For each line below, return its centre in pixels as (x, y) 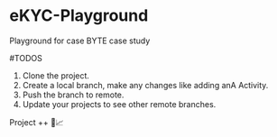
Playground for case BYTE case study (80, 41)
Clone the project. (56, 75)
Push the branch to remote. (73, 95)
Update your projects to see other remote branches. (119, 104)
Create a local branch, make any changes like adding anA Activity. (145, 85)
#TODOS (26, 58)
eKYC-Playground (79, 16)
